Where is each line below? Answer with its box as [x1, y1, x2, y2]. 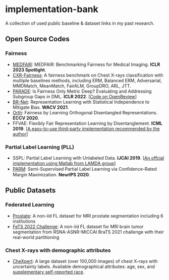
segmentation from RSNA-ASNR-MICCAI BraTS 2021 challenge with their [12, 229, 164, 235]
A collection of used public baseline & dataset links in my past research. [5, 20, 155, 26]
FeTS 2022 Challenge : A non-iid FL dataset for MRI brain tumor [12, 223, 144, 230]
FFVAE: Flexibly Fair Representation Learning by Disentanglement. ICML [12, 120, 163, 126]
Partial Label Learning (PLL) [5, 144, 75, 151]
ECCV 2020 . [12, 115, 39, 121]
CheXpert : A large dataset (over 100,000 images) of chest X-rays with [12, 258, 158, 264]
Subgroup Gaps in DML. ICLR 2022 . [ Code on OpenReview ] [12, 93, 137, 99]
